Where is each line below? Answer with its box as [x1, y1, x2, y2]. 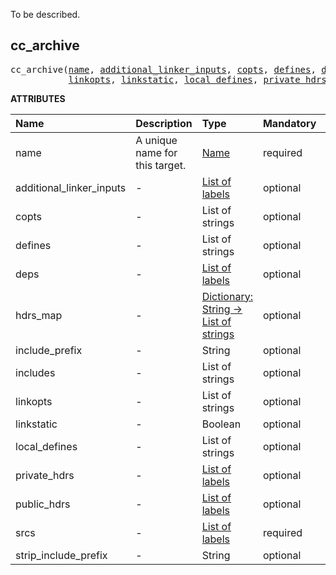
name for [135, 145, 178, 159]
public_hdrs [15, 497, 71, 511]
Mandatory [262, 116, 317, 130]
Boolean [201, 417, 242, 431]
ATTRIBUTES [10, 92, 66, 104]
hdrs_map [15, 308, 63, 322]
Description [135, 116, 193, 130]
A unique [135, 133, 178, 147]
